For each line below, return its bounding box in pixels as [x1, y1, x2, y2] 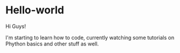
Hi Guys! [5, 23, 26, 30]
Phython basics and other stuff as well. [5, 40, 99, 47]
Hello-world [5, 3, 65, 17]
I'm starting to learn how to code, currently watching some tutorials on [5, 34, 175, 41]
